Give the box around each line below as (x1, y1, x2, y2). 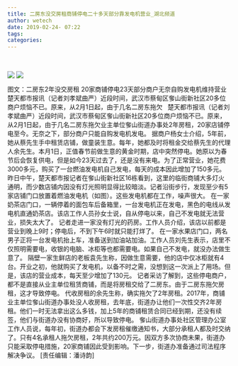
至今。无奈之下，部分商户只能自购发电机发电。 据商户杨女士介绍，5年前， (13, 129, 230, 138)
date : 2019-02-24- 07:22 (7, 23, 81, 30)
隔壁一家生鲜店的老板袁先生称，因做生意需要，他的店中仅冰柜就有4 (27, 253, 225, 262)
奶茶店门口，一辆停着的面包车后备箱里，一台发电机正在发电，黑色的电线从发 (7, 200, 231, 209)
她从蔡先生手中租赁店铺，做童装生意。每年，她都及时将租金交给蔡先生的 (7, 138, 218, 147)
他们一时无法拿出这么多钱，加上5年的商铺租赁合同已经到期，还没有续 (19, 306, 222, 316)
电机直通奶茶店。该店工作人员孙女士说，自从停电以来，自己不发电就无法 (7, 209, 218, 218)
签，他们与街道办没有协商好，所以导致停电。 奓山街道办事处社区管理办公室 (7, 316, 227, 324)
